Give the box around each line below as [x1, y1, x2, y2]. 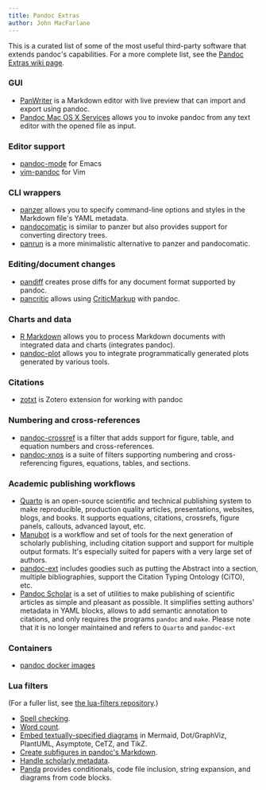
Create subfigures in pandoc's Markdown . [19, 748, 158, 757]
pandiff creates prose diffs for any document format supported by [19, 277, 236, 286]
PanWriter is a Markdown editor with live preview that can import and [19, 95, 246, 105]
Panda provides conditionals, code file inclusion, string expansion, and [19, 765, 252, 774]
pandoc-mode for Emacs [19, 159, 102, 168]
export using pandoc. [19, 104, 90, 114]
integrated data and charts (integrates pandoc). [19, 339, 175, 350]
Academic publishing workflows [8, 478, 136, 489]
